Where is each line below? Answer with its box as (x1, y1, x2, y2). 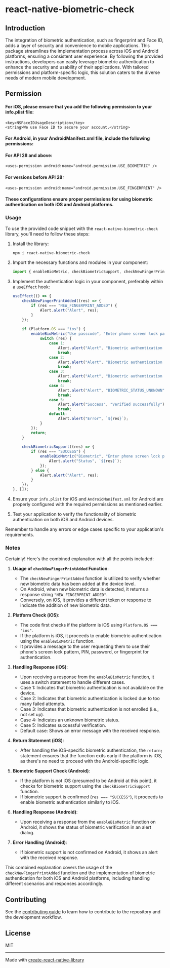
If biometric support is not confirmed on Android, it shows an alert (20, 849, 158, 856)
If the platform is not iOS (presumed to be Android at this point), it (20, 778, 157, 784)
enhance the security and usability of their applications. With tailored (5, 64, 149, 70)
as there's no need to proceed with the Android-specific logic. (20, 758, 150, 764)
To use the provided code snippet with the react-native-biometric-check (5, 225, 158, 231)
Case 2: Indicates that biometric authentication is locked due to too (20, 695, 160, 702)
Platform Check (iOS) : (12, 612, 60, 618)
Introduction (5, 24, 46, 32)
